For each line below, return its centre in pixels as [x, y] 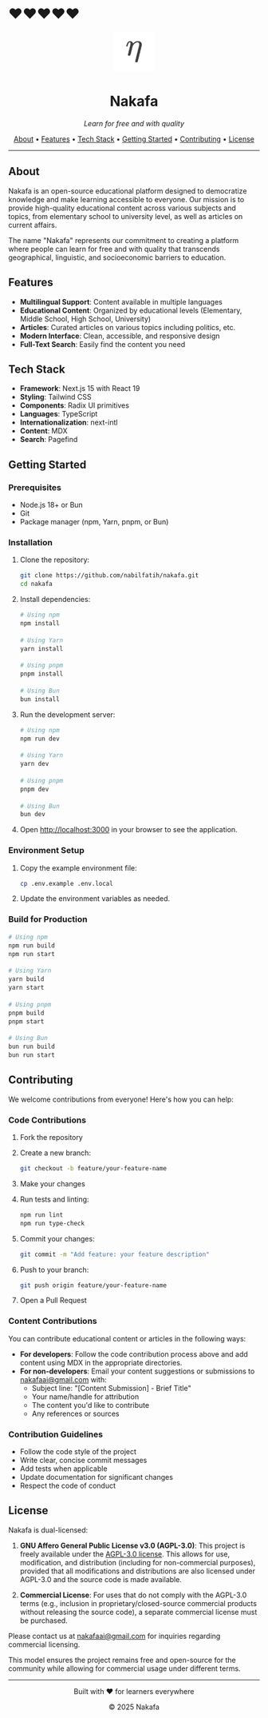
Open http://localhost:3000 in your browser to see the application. [128, 830]
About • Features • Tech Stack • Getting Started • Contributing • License [134, 139]
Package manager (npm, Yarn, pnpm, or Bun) [94, 522]
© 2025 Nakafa [134, 1707]
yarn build [26, 979]
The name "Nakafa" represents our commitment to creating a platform [124, 240]
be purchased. [43, 1620]
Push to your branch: [54, 1270]
